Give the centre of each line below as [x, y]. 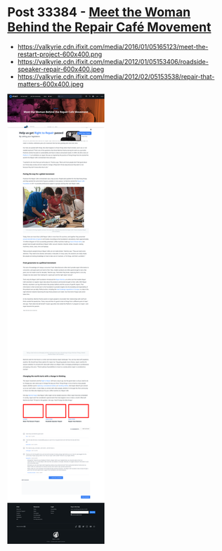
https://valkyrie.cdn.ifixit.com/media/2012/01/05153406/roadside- [113, 61]
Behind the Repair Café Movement [109, 27]
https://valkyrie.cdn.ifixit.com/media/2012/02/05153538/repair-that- [116, 76]
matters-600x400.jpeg [51, 84]
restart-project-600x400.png [60, 54]
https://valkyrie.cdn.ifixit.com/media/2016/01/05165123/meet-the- [113, 46]
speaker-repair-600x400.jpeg [61, 69]
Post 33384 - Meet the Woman [99, 12]
